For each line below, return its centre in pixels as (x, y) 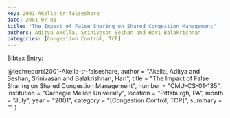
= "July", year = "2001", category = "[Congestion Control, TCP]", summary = (115, 100)
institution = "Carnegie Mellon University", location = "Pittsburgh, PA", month (115, 93)
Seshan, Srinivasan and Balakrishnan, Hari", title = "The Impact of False (108, 78)
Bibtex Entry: (25, 58)
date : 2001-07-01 (32, 20)
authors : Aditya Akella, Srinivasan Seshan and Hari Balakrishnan (104, 32)
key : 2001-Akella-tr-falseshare (53, 13)
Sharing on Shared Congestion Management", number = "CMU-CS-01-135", (114, 86)
